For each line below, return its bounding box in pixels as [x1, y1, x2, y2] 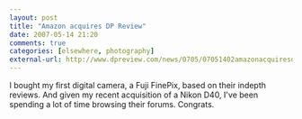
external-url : [9, 55, 63, 64]
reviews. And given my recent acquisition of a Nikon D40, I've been [9, 89, 259, 100]
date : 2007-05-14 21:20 [9, 30, 99, 39]
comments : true [9, 38, 67, 48]
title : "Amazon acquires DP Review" [9, 22, 147, 31]
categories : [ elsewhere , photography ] [9, 47, 155, 56]
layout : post [9, 13, 58, 23]
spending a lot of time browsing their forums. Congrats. [9, 99, 215, 109]
